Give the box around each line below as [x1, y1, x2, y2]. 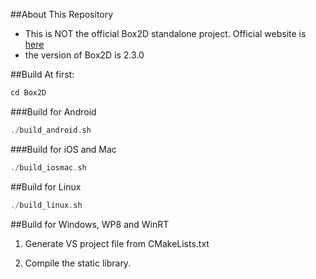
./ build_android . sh [10, 125, 92, 135]
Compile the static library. [24, 257, 132, 269]
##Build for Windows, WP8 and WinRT [10, 218, 170, 230]
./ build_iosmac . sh [10, 162, 87, 173]
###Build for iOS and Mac [10, 143, 117, 155]
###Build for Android [10, 105, 97, 118]
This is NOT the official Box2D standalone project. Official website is [24, 28, 307, 39]
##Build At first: [10, 69, 75, 80]
